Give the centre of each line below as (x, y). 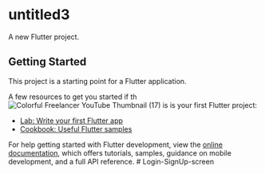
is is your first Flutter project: (210, 105)
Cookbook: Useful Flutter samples (76, 129)
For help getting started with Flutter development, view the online (116, 144)
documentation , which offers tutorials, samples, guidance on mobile (120, 152)
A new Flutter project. (44, 37)
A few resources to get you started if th (73, 97)
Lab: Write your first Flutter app (71, 121)
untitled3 (39, 15)
